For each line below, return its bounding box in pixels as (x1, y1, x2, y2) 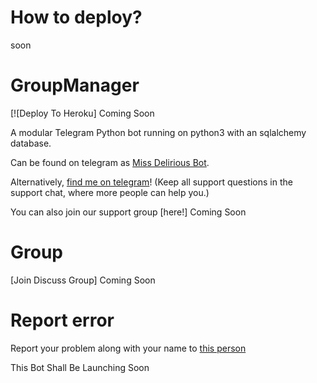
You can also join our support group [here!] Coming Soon (10, 206, 247, 218)
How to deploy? (10, 6, 143, 29)
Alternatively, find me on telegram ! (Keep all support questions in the (10, 176, 293, 188)
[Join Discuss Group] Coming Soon (10, 274, 156, 286)
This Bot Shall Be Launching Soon (10, 361, 150, 373)
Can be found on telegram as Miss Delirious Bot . (10, 156, 210, 168)
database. (10, 137, 52, 149)
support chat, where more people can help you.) (10, 186, 210, 198)
